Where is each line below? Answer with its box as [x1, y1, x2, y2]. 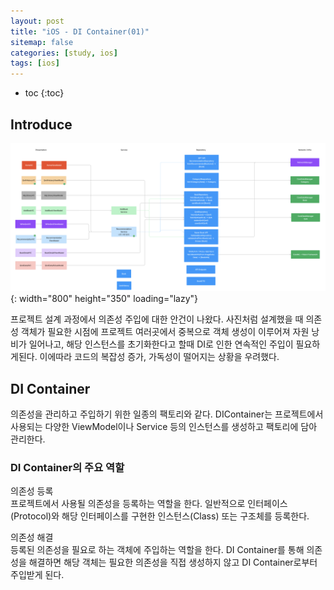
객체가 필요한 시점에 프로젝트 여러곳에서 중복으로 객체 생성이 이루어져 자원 [20, 326, 310, 338]
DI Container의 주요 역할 [10, 460, 125, 474]
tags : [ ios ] [10, 58, 60, 69]
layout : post [10, 16, 65, 26]
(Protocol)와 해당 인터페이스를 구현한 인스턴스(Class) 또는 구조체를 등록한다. [10, 510, 310, 522]
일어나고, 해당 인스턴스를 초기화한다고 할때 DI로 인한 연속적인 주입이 [28, 338, 294, 350]
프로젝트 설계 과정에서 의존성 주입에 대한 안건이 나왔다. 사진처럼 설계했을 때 [10, 313, 304, 325]
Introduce [10, 116, 73, 133]
